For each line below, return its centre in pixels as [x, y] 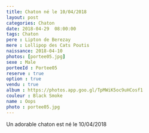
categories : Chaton [31, 23]
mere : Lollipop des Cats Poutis [48, 46]
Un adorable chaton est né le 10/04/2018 [56, 124]
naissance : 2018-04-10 [34, 51]
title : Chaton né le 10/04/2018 [46, 12]
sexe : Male [21, 62]
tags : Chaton [22, 34]
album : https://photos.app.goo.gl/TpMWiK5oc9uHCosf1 [75, 90]
